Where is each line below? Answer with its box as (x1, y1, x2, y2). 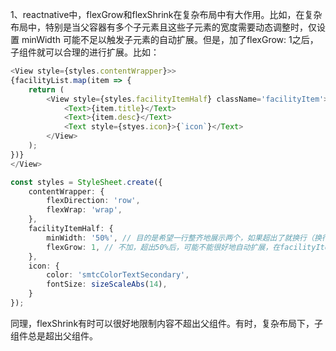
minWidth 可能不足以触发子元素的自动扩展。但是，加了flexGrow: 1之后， (21, 34, 319, 45)
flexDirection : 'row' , (46, 196, 141, 206)
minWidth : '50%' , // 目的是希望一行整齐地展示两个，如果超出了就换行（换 (46, 233, 322, 243)
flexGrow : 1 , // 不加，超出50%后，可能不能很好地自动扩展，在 (46, 242, 281, 252)
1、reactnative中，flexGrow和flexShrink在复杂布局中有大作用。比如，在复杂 (10, 9, 323, 20)
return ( (28, 84, 65, 95)
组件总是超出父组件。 (10, 329, 98, 342)
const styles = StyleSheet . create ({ (10, 177, 163, 187)
